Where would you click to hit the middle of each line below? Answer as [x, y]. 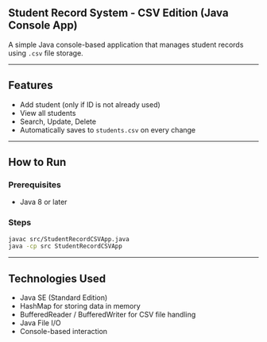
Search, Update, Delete [58, 121]
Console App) [43, 26]
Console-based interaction [64, 332]
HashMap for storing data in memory [80, 306]
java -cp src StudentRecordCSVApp [66, 246]
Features [31, 85]
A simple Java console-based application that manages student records [126, 44]
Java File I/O [40, 323]
